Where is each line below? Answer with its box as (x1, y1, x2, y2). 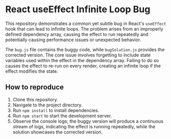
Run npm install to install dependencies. (12, 107, 99, 113)
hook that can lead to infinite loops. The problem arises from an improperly (5, 25, 163, 32)
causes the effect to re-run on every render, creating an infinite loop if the (5, 63, 161, 69)
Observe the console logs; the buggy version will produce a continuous (12, 118, 164, 124)
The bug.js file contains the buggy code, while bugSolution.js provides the (5, 46, 165, 52)
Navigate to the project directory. (12, 102, 83, 108)
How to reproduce (5, 83, 64, 92)
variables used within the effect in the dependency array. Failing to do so (5, 57, 159, 63)
